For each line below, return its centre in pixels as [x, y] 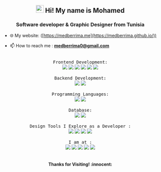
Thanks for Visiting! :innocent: [80, 164]
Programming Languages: [80, 94]
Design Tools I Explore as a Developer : [80, 126]
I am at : [80, 142]
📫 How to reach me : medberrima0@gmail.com [59, 45]
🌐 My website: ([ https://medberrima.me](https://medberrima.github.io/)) [83, 35]
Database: [80, 110]
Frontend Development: [80, 62]
